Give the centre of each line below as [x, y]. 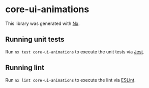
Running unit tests [35, 39]
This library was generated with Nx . [42, 23]
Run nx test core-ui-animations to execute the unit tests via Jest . [75, 51]
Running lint [25, 68]
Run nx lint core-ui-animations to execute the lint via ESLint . [70, 80]
